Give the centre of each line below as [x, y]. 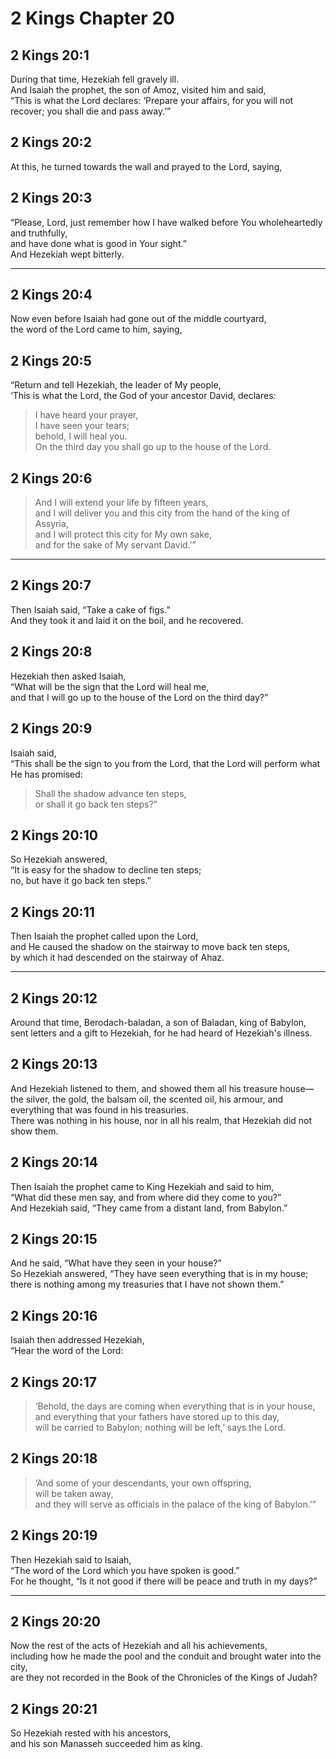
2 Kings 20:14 [54, 1162]
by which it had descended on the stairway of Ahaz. [117, 958]
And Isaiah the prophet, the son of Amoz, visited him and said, [138, 90]
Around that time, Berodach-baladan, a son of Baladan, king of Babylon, [158, 1022]
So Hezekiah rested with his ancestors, [91, 1733]
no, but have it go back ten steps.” [81, 881]
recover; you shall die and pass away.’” [91, 111]
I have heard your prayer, [86, 415]
